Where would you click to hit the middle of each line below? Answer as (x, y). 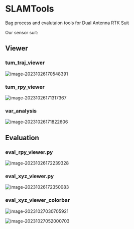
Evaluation (22, 137)
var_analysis (21, 110)
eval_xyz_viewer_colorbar (38, 200)
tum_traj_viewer (25, 63)
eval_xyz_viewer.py (30, 176)
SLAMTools (30, 9)
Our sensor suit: (22, 32)
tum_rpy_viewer (25, 87)
